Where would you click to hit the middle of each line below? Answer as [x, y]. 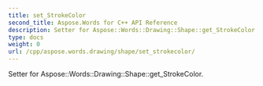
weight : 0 [24, 45]
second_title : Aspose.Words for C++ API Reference [93, 23]
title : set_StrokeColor [47, 15]
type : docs [26, 37]
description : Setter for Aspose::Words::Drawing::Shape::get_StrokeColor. [133, 30]
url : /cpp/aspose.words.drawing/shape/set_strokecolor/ [102, 52]
